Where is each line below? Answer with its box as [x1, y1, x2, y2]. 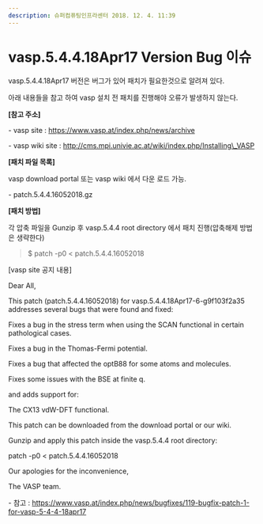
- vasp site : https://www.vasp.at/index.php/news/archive [8, 125, 195, 135]
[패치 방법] [8, 206, 41, 215]
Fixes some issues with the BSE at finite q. [8, 374, 146, 384]
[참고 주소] [8, 109, 41, 119]
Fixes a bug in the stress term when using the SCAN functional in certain [8, 320, 245, 329]
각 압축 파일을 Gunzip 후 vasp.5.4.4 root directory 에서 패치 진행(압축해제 [8, 222, 239, 232]
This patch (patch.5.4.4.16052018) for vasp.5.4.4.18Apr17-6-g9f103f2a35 [8, 296, 245, 306]
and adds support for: [8, 389, 79, 399]
